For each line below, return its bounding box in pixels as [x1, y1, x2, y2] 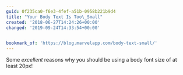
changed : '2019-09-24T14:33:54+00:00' [6, 24, 100, 31]
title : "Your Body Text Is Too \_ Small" [6, 14, 103, 20]
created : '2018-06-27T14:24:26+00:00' [6, 19, 100, 25]
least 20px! [6, 62, 33, 70]
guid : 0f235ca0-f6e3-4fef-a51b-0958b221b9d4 [6, 8, 116, 15]
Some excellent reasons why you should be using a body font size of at [6, 56, 177, 63]
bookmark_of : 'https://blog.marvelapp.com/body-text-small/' [6, 40, 158, 47]
